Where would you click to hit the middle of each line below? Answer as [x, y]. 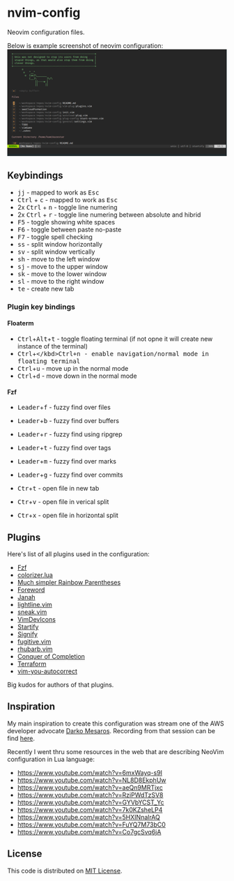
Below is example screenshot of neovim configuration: [85, 45]
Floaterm [21, 323]
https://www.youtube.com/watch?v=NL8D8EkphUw [92, 780]
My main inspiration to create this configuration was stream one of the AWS [116, 723]
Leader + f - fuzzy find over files [64, 407]
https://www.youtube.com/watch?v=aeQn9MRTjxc [90, 787]
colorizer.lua [35, 575]
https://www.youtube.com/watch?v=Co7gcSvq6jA [89, 832]
